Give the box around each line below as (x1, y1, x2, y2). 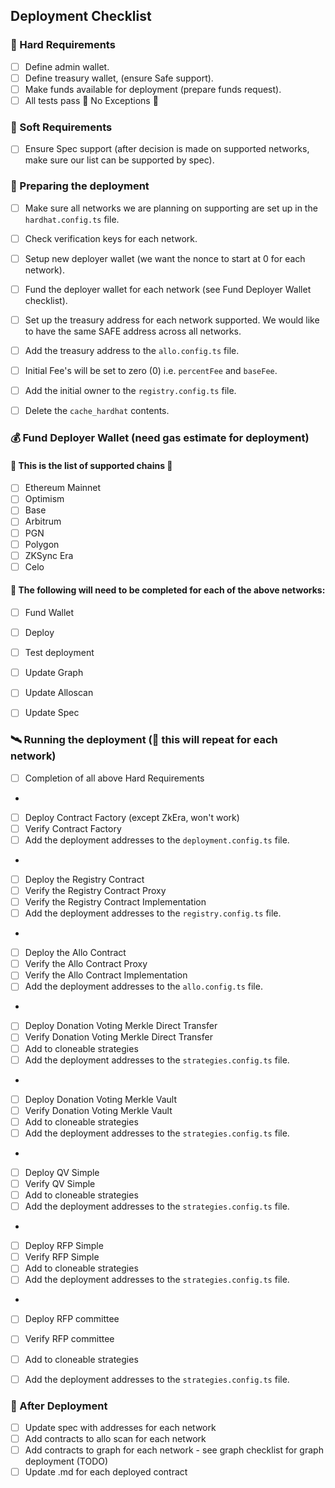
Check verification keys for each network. (24, 232, 198, 244)
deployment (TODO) (24, 1455, 109, 1468)
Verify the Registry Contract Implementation (24, 896, 207, 908)
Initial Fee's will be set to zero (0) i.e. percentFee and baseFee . (24, 364, 278, 376)
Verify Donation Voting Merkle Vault (24, 1104, 173, 1116)
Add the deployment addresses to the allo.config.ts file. (24, 980, 263, 993)
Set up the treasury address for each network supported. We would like (24, 314, 320, 326)
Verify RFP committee (24, 1333, 115, 1345)
